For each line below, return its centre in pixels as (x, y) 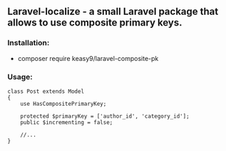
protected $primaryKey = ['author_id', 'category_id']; (105, 116)
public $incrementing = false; (67, 122)
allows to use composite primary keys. (95, 23)
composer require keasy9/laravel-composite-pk (88, 58)
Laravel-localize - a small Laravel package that (113, 12)
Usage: (20, 77)
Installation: (29, 43)
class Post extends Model (46, 91)
